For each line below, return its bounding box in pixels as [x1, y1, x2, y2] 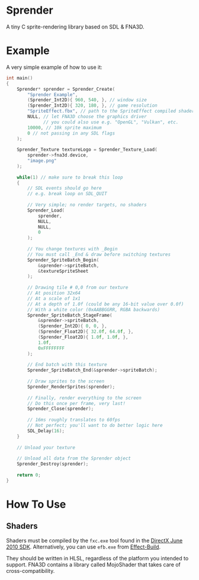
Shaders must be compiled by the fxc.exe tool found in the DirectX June [6, 537, 183, 544]
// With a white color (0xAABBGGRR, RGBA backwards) [27, 307, 161, 313]
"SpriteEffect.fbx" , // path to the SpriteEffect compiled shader [27, 108, 195, 114]
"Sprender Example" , [27, 91, 78, 98]
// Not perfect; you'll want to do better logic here [27, 422, 163, 428]
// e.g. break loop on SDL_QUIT [27, 191, 108, 197]
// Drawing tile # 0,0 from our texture [27, 285, 129, 291]
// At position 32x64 [27, 290, 81, 296]
